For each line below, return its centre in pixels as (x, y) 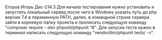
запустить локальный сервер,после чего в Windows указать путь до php (81, 12)
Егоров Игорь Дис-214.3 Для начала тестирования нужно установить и (80, 7)
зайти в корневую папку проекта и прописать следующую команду (76, 22)
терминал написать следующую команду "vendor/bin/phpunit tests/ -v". (80, 33)
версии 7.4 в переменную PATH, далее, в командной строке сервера (77, 17)
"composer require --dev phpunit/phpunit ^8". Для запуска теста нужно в (80, 27)
